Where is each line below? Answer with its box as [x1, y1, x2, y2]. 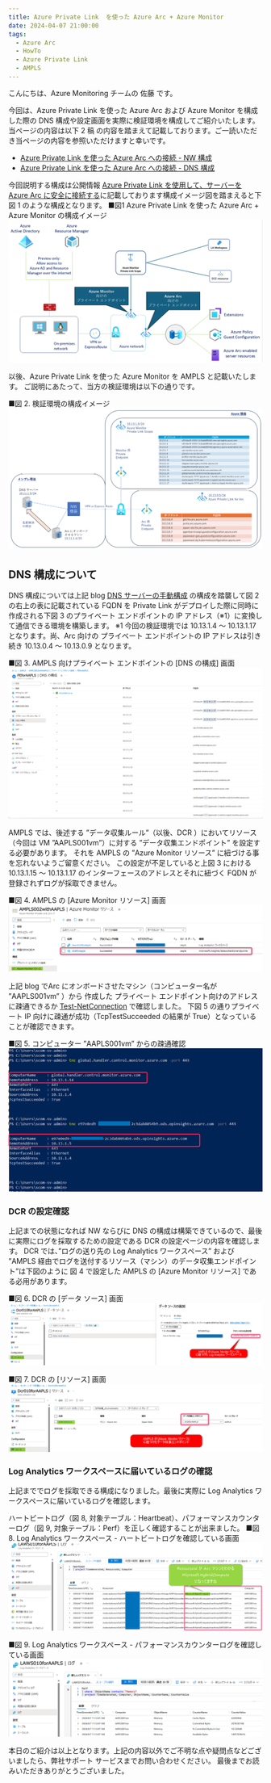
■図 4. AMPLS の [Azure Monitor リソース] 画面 [8, 896, 167, 904]
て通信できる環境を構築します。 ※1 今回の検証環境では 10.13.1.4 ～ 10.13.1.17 [8, 621, 256, 631]
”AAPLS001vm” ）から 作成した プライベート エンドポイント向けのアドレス [8, 992, 258, 1001]
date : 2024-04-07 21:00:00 [8, 21, 99, 30]
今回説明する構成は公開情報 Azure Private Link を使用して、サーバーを [8, 180, 242, 190]
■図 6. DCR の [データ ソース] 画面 [8, 1293, 123, 1303]
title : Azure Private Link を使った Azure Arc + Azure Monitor [8, 13, 224, 21]
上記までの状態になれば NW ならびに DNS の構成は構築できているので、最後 [8, 1226, 263, 1236]
